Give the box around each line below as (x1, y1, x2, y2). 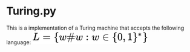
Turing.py (6, 4, 56, 18)
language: (6, 38, 31, 46)
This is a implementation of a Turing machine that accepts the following (6, 24, 185, 31)
